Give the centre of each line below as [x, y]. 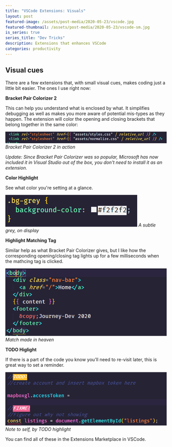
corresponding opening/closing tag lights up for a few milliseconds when [82, 256]
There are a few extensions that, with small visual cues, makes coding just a [85, 83]
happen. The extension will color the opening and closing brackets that [80, 119]
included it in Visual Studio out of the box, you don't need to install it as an [84, 162]
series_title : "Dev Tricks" [35, 38]
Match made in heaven [30, 340]
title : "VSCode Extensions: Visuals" [46, 11]
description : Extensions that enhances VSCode [56, 44]
